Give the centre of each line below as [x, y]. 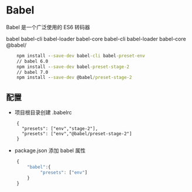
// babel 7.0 [32, 72]
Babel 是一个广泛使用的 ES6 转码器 [48, 27]
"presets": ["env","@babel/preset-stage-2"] [77, 134]
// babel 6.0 [32, 61]
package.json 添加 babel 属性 [50, 150]
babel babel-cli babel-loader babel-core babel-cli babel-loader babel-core [96, 39]
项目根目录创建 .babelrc [43, 112]
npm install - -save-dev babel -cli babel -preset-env [81, 56]
